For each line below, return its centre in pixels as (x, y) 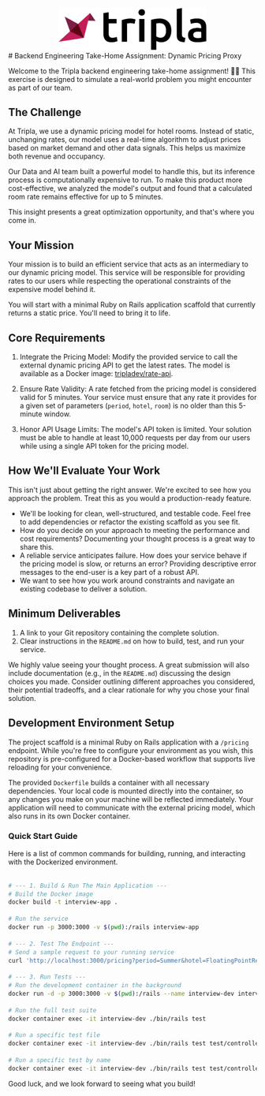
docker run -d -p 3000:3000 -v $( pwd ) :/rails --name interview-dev (121, 994)
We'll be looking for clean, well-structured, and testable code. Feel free (135, 513)
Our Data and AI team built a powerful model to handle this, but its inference (132, 172)
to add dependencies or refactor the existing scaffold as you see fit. (130, 522)
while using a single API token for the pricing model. (104, 446)
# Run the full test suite (52, 1010)
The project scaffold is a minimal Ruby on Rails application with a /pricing (129, 742)
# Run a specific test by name (60, 1061)
